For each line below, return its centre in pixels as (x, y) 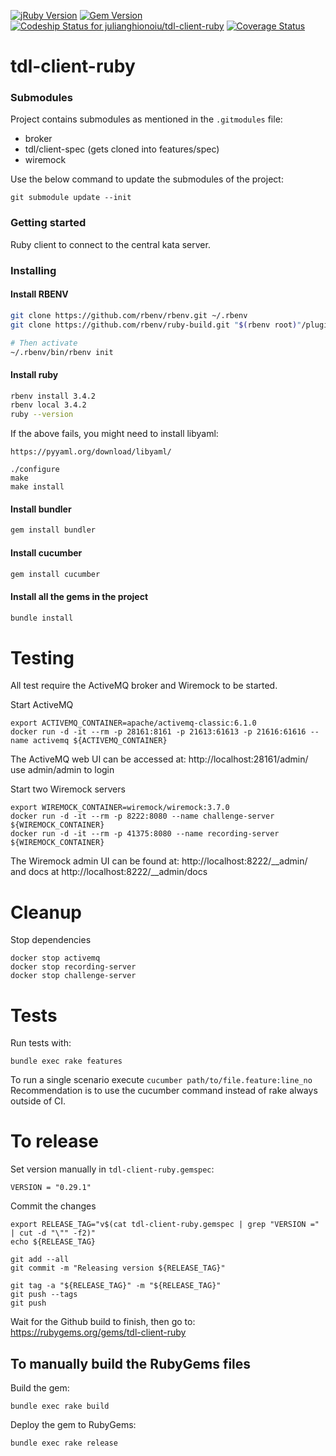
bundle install (42, 618)
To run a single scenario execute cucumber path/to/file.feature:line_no (161, 1080)
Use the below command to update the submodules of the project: (147, 179)
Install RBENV (39, 294)
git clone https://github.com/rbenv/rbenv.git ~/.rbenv (129, 315)
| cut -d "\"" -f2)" (53, 1233)
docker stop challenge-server (73, 976)
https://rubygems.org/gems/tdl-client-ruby (98, 1332)
